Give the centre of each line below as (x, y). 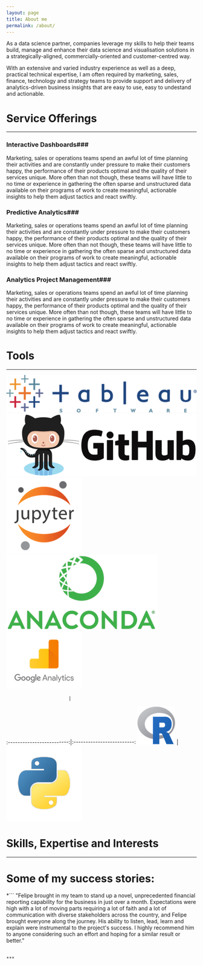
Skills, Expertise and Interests (82, 844)
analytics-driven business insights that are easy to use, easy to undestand (99, 87)
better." (15, 940)
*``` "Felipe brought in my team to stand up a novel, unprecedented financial (101, 895)
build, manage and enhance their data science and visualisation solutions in (100, 50)
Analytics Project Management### (59, 280)
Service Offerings (52, 118)
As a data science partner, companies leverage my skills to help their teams (100, 44)
